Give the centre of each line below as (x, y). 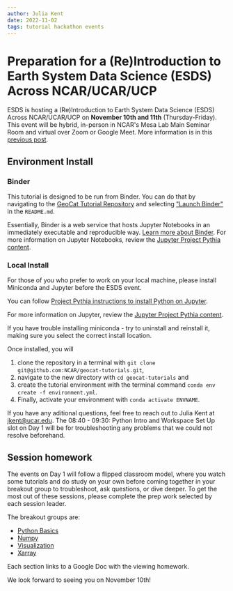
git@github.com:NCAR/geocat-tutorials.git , (81, 370)
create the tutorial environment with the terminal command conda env (116, 385)
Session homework (50, 457)
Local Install (28, 265)
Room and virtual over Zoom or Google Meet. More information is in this (110, 132)
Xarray (27, 553)
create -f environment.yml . (57, 392)
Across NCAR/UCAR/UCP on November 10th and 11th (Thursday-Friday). (112, 117)
